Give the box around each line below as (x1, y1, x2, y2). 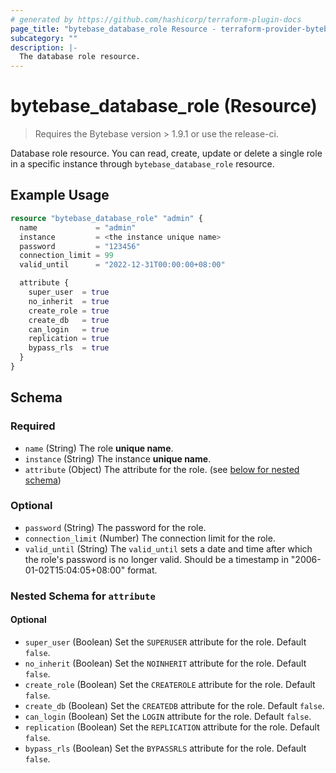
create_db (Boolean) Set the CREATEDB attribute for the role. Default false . (24, 699, 325, 711)
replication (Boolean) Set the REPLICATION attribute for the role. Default (24, 721, 320, 733)
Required (10, 419, 56, 433)
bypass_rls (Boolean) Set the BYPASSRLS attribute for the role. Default (24, 742, 307, 754)
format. (127, 564, 158, 576)
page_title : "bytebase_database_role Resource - (10, 24, 217, 34)
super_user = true (28, 287, 110, 297)
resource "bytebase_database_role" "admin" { (10, 213, 203, 223)
